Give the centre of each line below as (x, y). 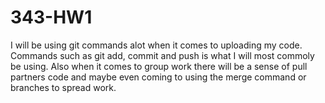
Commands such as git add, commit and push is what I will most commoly (162, 55)
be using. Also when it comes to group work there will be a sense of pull (159, 66)
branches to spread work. (63, 87)
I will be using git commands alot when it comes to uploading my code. (156, 45)
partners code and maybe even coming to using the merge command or (158, 77)
